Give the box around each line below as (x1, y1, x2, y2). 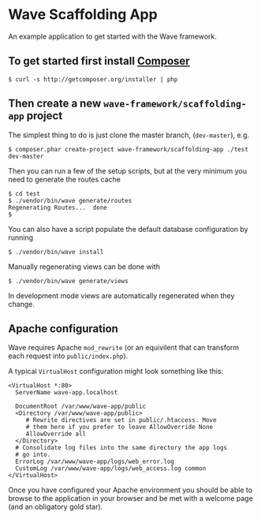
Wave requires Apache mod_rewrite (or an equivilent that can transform (8, 343, 240, 353)
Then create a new (8, 97, 102, 110)
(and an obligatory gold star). (8, 502, 103, 512)
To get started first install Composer (8, 54, 191, 68)
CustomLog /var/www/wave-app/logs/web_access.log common (15, 465, 207, 472)
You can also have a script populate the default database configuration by (8, 224, 248, 233)
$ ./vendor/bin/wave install (8, 248, 104, 256)
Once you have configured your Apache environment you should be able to (8, 485, 253, 495)
